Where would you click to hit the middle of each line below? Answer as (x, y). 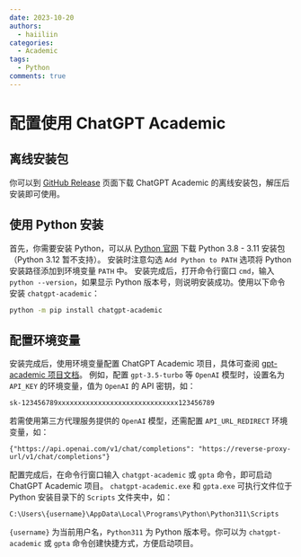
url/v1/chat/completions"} (60, 457)
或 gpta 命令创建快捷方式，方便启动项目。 (121, 544)
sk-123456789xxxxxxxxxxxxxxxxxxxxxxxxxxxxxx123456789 (112, 403)
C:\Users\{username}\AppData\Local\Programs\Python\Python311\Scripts (144, 514)
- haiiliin (38, 34)
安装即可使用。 (37, 193)
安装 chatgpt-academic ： (55, 293)
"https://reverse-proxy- (245, 449)
